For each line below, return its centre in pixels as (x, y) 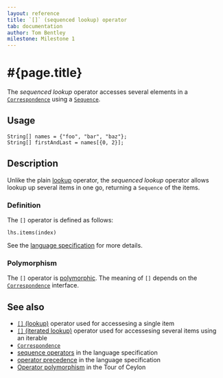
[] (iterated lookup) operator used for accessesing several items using (117, 331)
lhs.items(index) (32, 233)
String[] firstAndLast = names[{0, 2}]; (66, 142)
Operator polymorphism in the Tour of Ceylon (81, 367)
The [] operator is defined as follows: (60, 220)
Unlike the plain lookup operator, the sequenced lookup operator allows (108, 180)
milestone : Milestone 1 (41, 39)
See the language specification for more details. (75, 245)
